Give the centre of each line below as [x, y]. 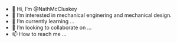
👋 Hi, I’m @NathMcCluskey [44, 9]
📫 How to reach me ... [39, 34]
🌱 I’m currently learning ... [43, 21]
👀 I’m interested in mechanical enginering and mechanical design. [92, 15]
